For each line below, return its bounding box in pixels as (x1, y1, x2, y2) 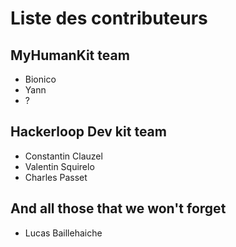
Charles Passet (24, 171, 88, 183)
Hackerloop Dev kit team (10, 123, 167, 141)
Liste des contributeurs (10, 7, 208, 30)
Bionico (24, 73, 57, 85)
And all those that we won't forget (10, 200, 227, 217)
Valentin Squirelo (24, 160, 95, 172)
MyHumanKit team (10, 47, 130, 64)
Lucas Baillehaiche (24, 227, 103, 239)
